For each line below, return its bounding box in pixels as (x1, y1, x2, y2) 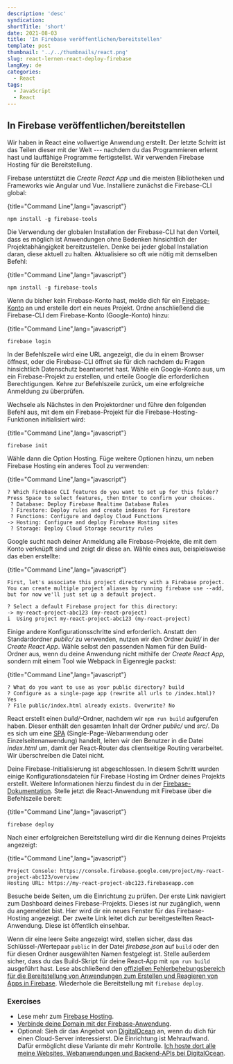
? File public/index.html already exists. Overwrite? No (7, 702, 175, 709)
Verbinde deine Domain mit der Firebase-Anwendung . (17, 1020, 172, 1028)
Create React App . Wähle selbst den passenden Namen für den (7, 642, 189, 650)
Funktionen (7, 415, 40, 424)
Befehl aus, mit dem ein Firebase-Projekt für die (7, 408, 144, 416)
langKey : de (7, 62, 42, 69)
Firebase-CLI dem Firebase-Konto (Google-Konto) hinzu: (7, 310, 170, 319)
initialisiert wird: (40, 415, 86, 424)
